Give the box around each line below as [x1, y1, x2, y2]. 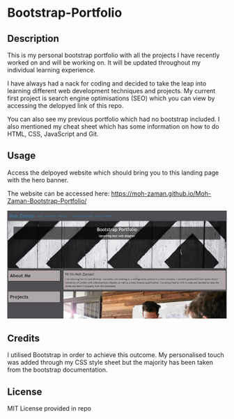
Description [7, 33, 59, 45]
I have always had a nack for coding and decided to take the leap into [7, 79, 207, 88]
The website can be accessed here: [7, 189, 110, 198]
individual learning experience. [7, 66, 96, 74]
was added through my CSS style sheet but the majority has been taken [7, 358, 214, 367]
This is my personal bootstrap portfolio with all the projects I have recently [7, 51, 220, 59]
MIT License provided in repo [7, 404, 92, 412]
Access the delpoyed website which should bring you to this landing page [7, 168, 219, 177]
